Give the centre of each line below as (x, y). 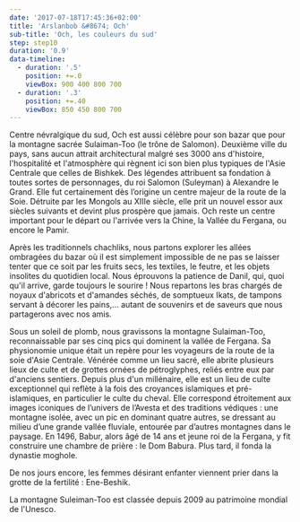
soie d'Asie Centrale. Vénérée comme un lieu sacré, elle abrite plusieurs (142, 361)
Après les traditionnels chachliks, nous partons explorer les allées (130, 248)
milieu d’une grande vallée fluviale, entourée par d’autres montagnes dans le (150, 427)
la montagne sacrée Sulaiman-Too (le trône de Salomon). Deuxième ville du (148, 144)
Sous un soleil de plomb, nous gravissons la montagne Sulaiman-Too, (137, 332)
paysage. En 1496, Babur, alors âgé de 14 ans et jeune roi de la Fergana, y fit (150, 437)
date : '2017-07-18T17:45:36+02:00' (76, 17)
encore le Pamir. (39, 231)
